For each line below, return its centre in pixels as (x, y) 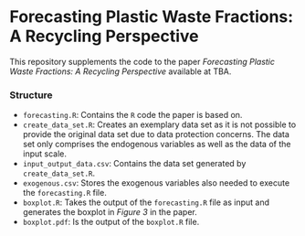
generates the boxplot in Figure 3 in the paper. (110, 212)
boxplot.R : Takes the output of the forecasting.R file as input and (146, 202)
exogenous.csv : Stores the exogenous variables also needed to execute (156, 183)
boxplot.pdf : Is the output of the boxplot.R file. (111, 222)
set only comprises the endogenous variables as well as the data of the (157, 145)
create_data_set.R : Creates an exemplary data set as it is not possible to (159, 124)
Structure (31, 95)
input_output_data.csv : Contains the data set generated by (134, 164)
